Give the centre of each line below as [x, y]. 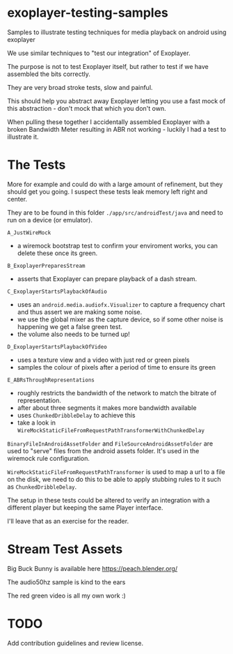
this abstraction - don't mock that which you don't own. [87, 108]
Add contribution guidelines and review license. [75, 643]
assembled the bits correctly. [49, 74]
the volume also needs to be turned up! [73, 334]
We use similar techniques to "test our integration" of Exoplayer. [99, 53]
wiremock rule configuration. [49, 458]
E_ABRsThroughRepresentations [51, 380]
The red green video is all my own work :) [67, 595]
